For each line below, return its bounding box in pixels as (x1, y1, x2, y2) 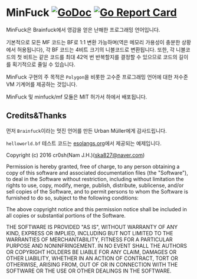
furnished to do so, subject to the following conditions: (6, 194, 139, 201)
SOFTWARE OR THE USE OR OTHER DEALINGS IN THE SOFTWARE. (6, 267, 172, 274)
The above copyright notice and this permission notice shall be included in (6, 205, 187, 212)
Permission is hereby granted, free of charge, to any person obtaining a (6, 163, 180, 170)
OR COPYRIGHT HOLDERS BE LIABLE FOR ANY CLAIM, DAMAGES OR (6, 248, 177, 255)
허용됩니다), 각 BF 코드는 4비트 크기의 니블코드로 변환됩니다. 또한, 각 (17, 46, 175, 53)
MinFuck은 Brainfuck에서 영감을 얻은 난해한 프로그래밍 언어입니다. (6, 26, 160, 33)
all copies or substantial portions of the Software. (6, 212, 126, 219)
